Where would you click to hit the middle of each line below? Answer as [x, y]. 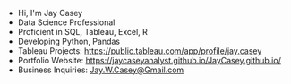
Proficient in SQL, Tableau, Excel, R [82, 32]
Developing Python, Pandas [69, 41]
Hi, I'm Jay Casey [50, 13]
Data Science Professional [66, 22]
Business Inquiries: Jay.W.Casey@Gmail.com [101, 70]
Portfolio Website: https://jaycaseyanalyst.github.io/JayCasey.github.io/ [150, 60]
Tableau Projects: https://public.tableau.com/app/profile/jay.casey [140, 51]
